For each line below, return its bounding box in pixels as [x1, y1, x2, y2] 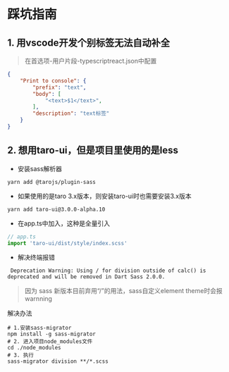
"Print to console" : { [20, 77, 87, 85]
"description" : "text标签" [32, 110, 110, 117]
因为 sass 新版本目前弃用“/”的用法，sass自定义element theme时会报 [24, 287, 223, 295]
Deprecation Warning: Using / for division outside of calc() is [10, 267, 206, 275]
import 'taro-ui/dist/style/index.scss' [7, 240, 128, 247]
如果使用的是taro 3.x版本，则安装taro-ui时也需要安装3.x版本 [17, 192, 192, 200]
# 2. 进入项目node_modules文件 [7, 338, 93, 345]
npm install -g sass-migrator [7, 330, 97, 338]
